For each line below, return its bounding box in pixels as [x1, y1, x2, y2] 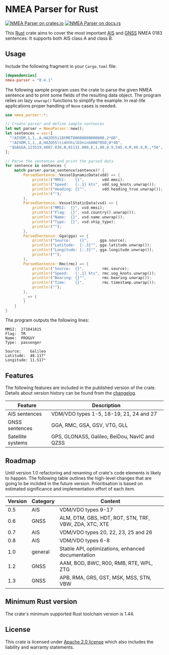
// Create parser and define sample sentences [5, 122, 105, 127]
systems [8, 439, 28, 446]
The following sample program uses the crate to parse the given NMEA [5, 86, 152, 92]
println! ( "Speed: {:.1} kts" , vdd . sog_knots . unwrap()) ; [32, 182, 156, 187]
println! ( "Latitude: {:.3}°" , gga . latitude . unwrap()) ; [32, 243, 152, 248]
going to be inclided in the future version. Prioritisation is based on [5, 481, 143, 486]
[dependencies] [5, 73, 37, 78]
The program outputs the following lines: [5, 317, 90, 323]
